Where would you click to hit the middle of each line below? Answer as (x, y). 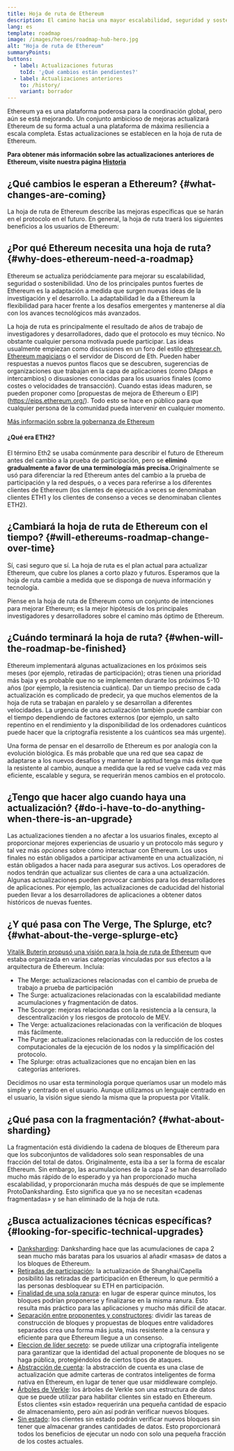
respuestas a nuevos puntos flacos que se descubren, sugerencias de (108, 363)
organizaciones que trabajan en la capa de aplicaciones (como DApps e (110, 371)
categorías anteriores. (49, 1069)
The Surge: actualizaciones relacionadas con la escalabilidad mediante (119, 995)
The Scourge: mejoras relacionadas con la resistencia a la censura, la (117, 1010)
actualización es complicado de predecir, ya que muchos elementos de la (112, 695)
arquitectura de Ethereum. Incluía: (56, 967)
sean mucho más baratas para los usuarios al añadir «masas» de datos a (122, 1256)
